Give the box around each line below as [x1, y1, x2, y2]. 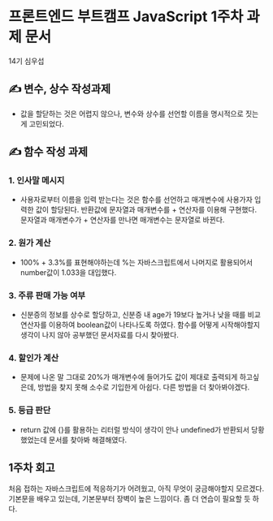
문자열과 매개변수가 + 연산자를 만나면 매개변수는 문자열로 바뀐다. [19, 215, 225, 225]
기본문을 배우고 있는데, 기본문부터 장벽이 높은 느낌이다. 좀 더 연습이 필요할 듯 [8, 494, 251, 504]
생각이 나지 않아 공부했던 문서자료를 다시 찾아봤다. [19, 330, 179, 340]
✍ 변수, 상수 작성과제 [8, 82, 111, 96]
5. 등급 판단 [8, 405, 51, 416]
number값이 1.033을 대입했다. [19, 267, 117, 277]
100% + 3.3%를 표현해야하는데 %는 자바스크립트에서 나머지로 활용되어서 [19, 257, 253, 267]
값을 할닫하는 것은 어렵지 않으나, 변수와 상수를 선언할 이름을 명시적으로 [19, 109, 244, 118]
